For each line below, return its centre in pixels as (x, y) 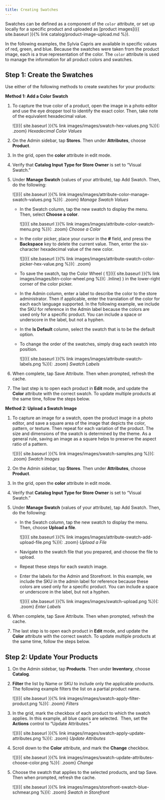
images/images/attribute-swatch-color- (115, 259)
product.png (25, 704)
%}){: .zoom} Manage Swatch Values (91, 200)
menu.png (30, 229)
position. (29, 349)
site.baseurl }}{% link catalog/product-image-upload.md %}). (67, 34)
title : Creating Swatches (32, 10)
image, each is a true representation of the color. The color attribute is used (82, 54)
